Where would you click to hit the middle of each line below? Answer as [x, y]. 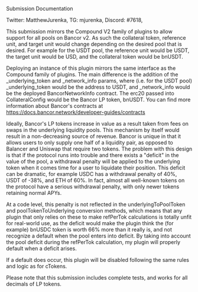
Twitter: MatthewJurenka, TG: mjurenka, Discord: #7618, [74, 20]
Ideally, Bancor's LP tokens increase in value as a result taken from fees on [98, 123]
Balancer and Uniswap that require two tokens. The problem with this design [99, 149]
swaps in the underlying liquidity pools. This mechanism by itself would [93, 130]
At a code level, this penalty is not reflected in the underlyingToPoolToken [96, 204]
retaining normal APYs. [34, 193]
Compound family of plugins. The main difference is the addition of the [92, 74]
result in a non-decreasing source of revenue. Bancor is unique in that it [94, 136]
